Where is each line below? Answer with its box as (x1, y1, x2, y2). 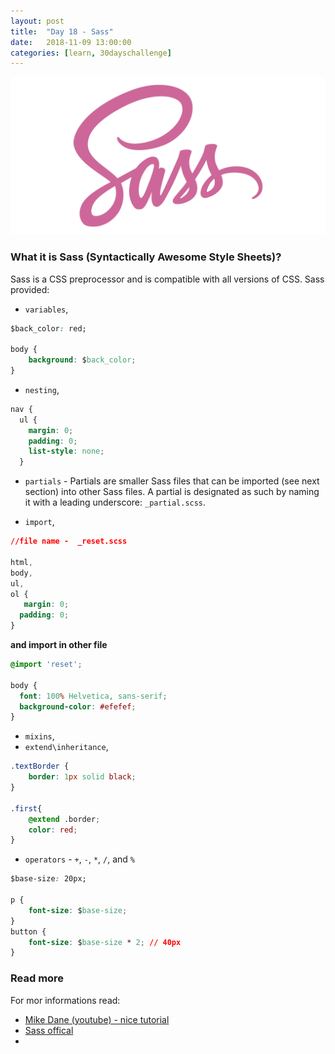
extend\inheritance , (24, 741, 109, 753)
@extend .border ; (28, 814, 101, 824)
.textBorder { (10, 761, 70, 772)
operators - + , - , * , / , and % (24, 853, 135, 865)
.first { (10, 803, 43, 814)
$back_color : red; (10, 323, 87, 334)
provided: (10, 283, 50, 295)
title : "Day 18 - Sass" (10, 26, 114, 37)
